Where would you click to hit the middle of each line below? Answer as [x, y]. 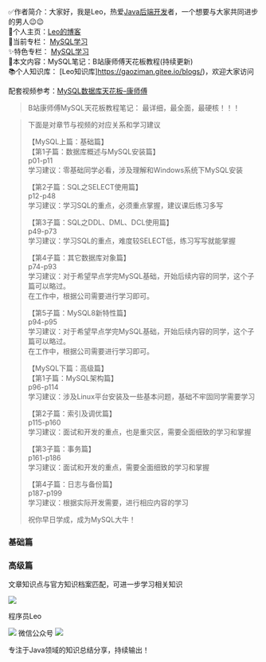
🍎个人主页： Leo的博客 [45, 31]
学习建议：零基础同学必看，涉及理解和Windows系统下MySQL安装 [135, 170]
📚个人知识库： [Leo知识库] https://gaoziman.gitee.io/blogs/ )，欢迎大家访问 [131, 71]
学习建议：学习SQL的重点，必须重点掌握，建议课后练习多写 [125, 205]
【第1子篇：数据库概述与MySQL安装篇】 [94, 151]
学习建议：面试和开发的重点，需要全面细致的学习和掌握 [118, 467]
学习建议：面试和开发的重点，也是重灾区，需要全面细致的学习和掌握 [139, 432]
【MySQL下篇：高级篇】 [68, 368]
